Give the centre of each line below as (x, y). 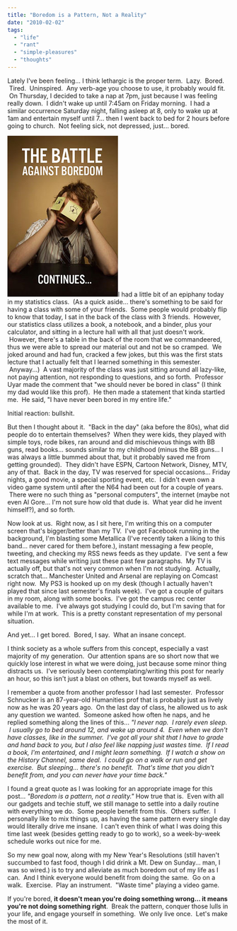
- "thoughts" (33, 60)
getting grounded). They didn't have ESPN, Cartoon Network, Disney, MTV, (117, 464)
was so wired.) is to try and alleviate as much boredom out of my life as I (113, 869)
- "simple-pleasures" (46, 52)
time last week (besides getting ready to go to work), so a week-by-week (114, 833)
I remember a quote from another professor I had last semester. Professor (116, 692)
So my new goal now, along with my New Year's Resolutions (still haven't (114, 855)
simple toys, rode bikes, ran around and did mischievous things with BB (111, 441)
